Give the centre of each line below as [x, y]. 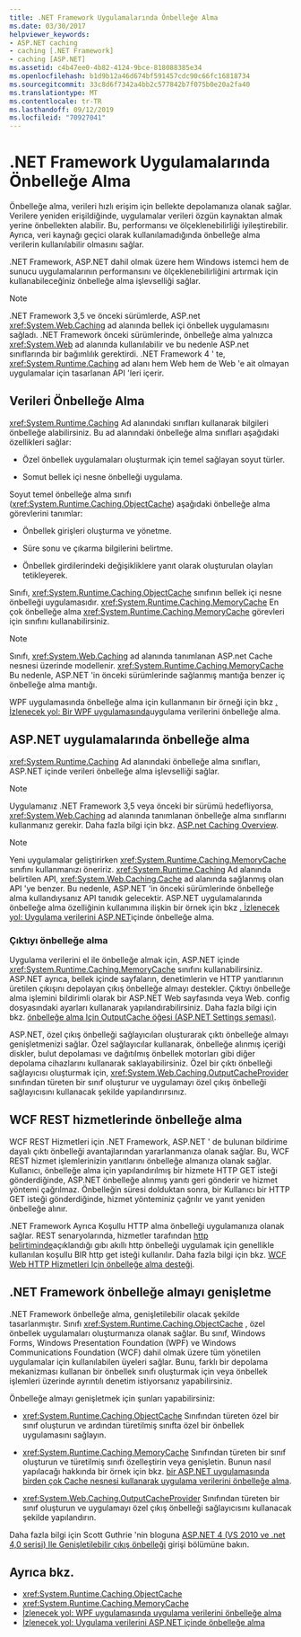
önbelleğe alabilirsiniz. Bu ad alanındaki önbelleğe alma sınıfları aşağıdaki [144, 432]
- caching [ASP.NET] [48, 59]
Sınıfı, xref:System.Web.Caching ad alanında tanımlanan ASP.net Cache [141, 656]
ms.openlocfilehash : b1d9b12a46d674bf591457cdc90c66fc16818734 [130, 76]
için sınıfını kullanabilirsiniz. [60, 621]
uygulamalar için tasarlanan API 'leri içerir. [86, 373]
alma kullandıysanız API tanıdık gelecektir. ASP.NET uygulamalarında [136, 898]
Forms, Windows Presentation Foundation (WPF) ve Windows [123, 1342]
